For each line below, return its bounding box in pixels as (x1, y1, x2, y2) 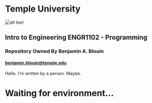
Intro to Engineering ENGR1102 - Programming (5, 33, 148, 42)
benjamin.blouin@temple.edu (5, 59, 67, 66)
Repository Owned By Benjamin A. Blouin (5, 48, 104, 55)
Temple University (5, 3, 81, 15)
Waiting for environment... (5, 88, 114, 99)
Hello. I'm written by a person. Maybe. (5, 71, 82, 76)
